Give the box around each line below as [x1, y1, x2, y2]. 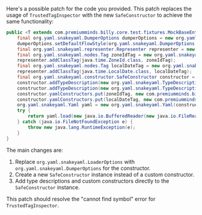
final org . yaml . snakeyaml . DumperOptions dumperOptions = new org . [17, 35, 187, 41]
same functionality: [6, 18, 54, 25]
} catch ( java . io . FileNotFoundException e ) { [17, 119, 133, 125]
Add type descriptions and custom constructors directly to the [14, 177, 170, 184]
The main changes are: [6, 147, 63, 154]
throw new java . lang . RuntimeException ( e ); [28, 124, 136, 130]
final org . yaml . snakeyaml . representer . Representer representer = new [17, 46, 195, 52]
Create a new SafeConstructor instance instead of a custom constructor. [14, 171, 195, 178]
